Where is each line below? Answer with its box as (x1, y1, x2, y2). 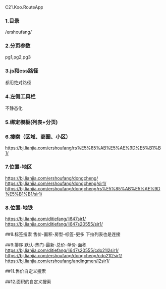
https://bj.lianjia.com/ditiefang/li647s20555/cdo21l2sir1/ (5, 247, 119, 253)
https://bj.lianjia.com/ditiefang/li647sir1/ (5, 216, 86, 222)
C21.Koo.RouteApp (5, 4, 44, 10)
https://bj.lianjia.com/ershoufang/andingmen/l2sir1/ (5, 258, 110, 264)
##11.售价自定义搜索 (5, 268, 46, 274)
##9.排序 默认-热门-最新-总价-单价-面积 (5, 242, 87, 247)
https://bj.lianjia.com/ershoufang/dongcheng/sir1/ (5, 180, 107, 186)
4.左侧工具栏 (5, 93, 36, 100)
